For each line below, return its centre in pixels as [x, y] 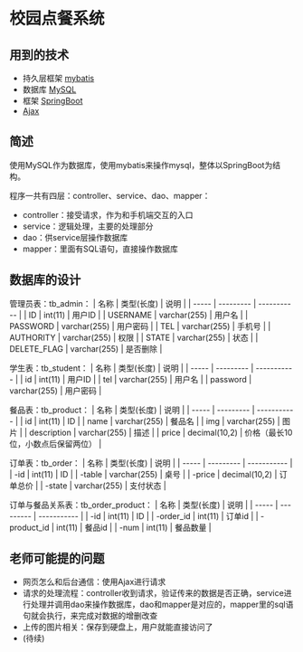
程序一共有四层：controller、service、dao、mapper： [110, 195]
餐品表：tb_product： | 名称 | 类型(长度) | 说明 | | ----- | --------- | [132, 410]
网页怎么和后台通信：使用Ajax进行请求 [94, 582]
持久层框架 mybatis [58, 78]
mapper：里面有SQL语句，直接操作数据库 [100, 249]
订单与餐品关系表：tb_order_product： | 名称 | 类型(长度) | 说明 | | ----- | [144, 505]
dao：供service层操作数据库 [75, 237]
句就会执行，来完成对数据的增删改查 [90, 616]
